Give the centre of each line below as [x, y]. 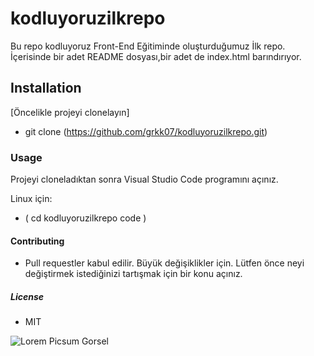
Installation [46, 88]
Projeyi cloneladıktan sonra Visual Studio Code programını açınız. [144, 179]
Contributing [37, 241]
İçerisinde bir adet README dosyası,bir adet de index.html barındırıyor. [156, 56]
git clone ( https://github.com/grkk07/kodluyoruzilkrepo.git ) [146, 131]
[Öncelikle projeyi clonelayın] [70, 112]
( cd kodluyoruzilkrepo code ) [85, 218]
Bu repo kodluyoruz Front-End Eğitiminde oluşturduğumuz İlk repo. [148, 46]
